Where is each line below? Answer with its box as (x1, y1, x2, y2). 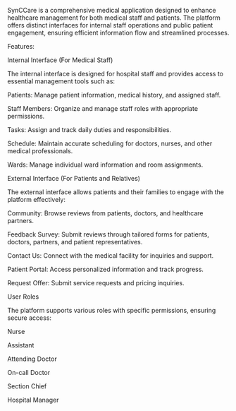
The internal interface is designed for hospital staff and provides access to (7, 70, 224, 78)
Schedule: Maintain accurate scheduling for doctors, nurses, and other (7, 139, 213, 148)
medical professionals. (7, 147, 73, 155)
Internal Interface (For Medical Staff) (7, 56, 113, 64)
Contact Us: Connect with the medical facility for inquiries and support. (7, 251, 214, 260)
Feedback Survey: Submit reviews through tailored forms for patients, (7, 230, 209, 239)
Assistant (7, 341, 35, 349)
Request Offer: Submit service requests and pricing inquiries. (7, 279, 185, 287)
